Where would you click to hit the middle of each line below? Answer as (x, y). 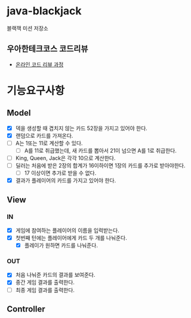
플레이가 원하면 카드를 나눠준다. (61, 245)
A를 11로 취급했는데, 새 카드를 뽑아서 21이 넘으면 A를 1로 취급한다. (100, 150)
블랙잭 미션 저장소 (27, 28)
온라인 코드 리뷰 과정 (39, 64)
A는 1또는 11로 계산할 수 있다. (49, 143)
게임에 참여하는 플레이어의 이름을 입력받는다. (67, 230)
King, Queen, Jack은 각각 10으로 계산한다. (65, 158)
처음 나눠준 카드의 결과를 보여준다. (55, 275)
